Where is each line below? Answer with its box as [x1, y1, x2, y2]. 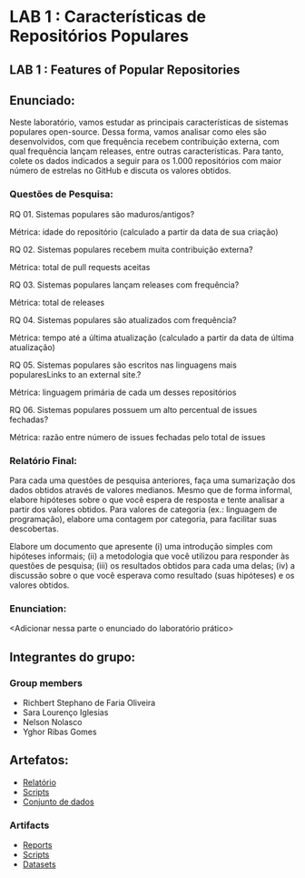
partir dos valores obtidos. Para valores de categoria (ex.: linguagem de [9, 503, 278, 515]
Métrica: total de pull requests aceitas [9, 261, 151, 272]
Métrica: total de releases [9, 297, 105, 308]
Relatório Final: [9, 454, 77, 467]
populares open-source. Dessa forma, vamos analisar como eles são [9, 126, 267, 137]
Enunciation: [9, 602, 67, 615]
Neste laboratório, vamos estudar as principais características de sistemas [9, 116, 289, 128]
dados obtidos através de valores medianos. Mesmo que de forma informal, [9, 484, 293, 495]
